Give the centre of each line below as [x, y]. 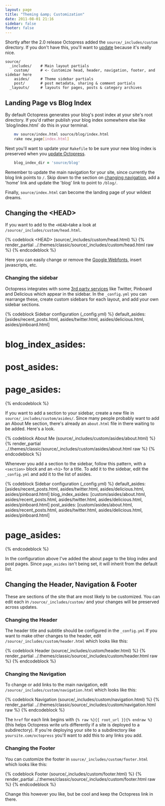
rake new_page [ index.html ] [42, 139]
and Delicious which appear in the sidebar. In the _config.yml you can [76, 294]
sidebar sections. [23, 304]
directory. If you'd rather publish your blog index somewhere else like [75, 120]
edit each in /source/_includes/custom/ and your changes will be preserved [82, 602]
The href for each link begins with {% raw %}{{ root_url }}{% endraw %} [79, 719]
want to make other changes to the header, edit [53, 636]
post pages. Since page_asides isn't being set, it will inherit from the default [81, 564]
